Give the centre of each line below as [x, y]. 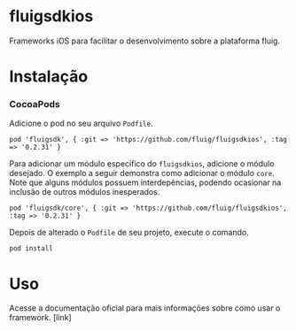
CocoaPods [35, 104]
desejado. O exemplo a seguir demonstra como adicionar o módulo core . [142, 173]
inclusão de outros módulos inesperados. [85, 192]
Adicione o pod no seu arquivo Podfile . [81, 123]
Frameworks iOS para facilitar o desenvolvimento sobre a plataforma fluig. [145, 41]
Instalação [49, 77]
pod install [31, 249]
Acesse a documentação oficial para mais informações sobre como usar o [145, 308]
